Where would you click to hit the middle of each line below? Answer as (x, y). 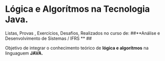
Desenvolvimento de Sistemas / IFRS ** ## (49, 38)
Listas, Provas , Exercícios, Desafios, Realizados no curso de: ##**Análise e (82, 33)
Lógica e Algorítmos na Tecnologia (78, 9)
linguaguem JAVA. (24, 53)
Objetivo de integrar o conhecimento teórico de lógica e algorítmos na (77, 48)
